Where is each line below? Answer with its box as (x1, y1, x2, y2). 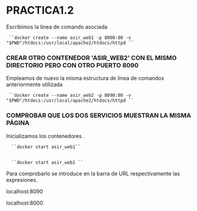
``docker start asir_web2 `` (11, 159, 84, 165)
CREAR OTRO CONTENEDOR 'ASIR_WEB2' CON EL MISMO (6, 53, 177, 62)
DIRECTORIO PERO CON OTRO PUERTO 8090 (6, 61, 139, 69)
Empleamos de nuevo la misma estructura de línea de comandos (6, 75, 164, 82)
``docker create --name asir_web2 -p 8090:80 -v (8, 93, 132, 99)
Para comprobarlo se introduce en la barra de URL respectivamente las (6, 170, 180, 177)
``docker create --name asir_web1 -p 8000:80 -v (8, 34, 132, 40)
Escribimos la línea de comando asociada (6, 23, 108, 30)
